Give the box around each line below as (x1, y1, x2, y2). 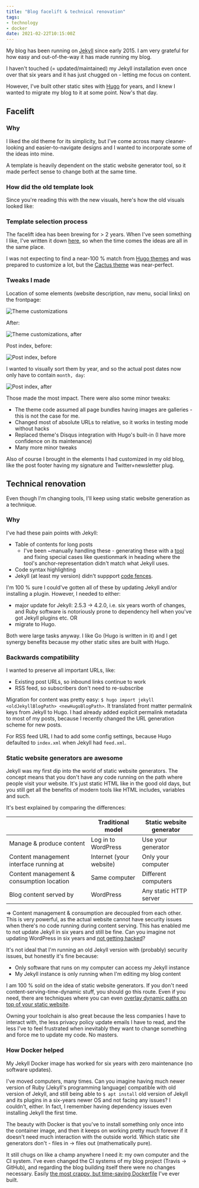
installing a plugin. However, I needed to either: (6, 590, 121, 597)
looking (6, 144, 25, 151)
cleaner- (165, 137, 187, 144)
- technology (6, 20, 38, 26)
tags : (6, 14, 20, 20)
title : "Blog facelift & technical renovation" (6, 8, 126, 15)
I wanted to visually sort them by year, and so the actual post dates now (6, 365, 182, 372)
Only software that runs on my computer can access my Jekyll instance (14, 964, 190, 971)
